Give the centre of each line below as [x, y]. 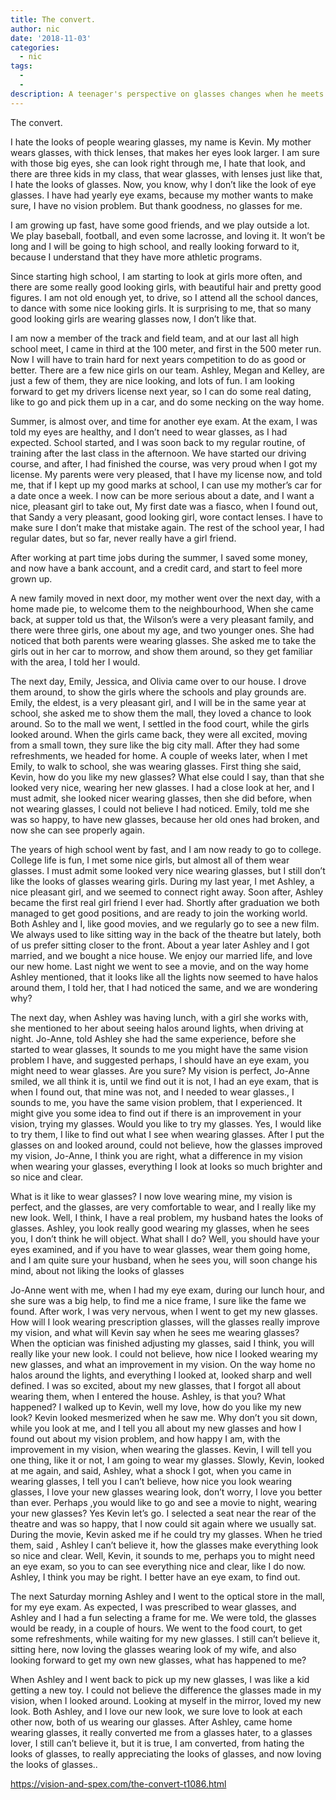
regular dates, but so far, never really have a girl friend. [123, 538]
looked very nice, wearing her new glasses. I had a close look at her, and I [162, 787]
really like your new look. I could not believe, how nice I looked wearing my [164, 1353]
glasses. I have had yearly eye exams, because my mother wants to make [162, 195]
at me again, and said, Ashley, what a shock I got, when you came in [151, 1470]
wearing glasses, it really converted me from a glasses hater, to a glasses [161, 1732]
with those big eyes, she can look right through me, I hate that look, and [158, 163]
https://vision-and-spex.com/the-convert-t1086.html [118, 1783]
